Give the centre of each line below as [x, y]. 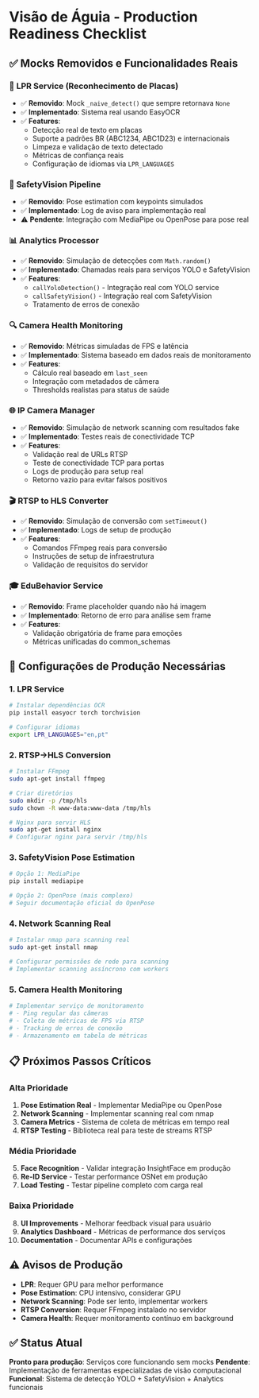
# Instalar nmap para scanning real [69, 940]
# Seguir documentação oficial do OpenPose [82, 903]
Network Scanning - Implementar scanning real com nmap [117, 1113]
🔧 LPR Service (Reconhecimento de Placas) [94, 86]
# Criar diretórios [41, 793]
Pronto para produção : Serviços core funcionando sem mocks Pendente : [129, 1362]
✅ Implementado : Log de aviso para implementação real [113, 211]
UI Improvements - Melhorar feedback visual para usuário [116, 1223]
